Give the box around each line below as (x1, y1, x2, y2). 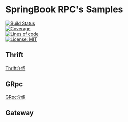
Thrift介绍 (5, 65, 26, 71)
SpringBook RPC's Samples (5, 4, 123, 15)
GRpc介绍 (5, 94, 26, 100)
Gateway (5, 108, 34, 117)
